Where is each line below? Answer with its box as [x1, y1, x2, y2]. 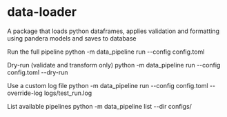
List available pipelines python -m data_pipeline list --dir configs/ [7, 102, 192, 110]
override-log [7, 89, 43, 97]
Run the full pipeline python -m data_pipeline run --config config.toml [7, 47, 205, 56]
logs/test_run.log [43, 89, 92, 97]
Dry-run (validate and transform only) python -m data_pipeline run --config [7, 61, 221, 69]
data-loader [7, 4, 77, 20]
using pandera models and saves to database [7, 34, 137, 42]
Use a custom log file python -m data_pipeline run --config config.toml [7, 81, 208, 89]
